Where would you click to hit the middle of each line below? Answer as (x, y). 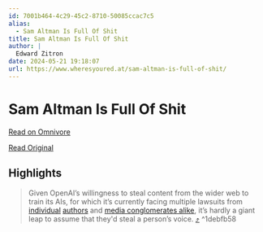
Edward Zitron (39, 54)
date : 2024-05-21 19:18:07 (54, 62)
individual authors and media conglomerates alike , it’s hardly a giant (142, 210)
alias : (19, 24)
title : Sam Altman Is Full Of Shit (69, 39)
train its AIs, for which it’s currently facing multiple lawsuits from (136, 201)
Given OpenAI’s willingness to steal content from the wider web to (138, 193)
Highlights (35, 173)
